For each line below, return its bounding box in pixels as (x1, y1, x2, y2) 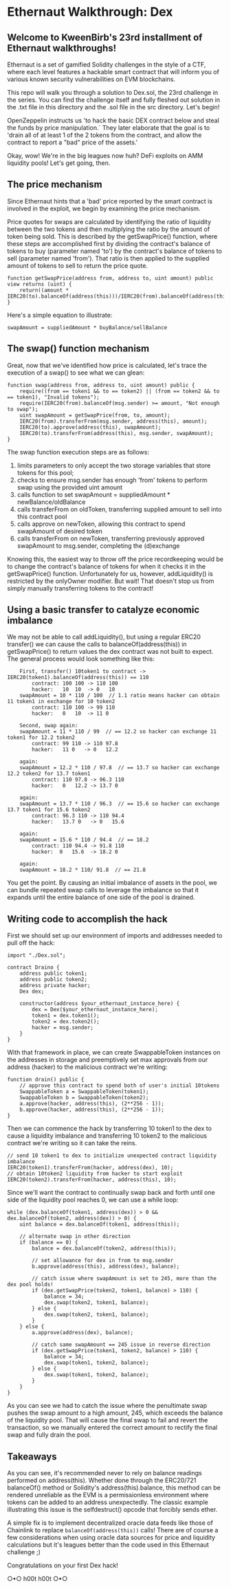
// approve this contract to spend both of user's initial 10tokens (19, 1082, 220, 1090)
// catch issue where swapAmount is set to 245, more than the (32, 1275, 217, 1282)
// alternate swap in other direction (19, 1233, 131, 1240)
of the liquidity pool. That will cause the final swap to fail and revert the (7, 1416, 208, 1424)
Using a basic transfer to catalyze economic (7, 604, 200, 616)
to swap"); (7, 406, 38, 412)
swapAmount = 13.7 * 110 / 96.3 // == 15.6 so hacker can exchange (19, 800, 220, 808)
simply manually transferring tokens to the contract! (7, 584, 154, 592)
